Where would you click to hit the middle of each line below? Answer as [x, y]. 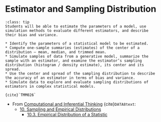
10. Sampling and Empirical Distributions [60, 109]
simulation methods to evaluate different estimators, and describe [77, 30]
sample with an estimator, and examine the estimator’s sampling [73, 61]
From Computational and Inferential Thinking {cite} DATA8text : [74, 104]
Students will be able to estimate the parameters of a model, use [76, 26]
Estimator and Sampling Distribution [81, 9]
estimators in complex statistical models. [50, 86]
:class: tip [17, 22]
